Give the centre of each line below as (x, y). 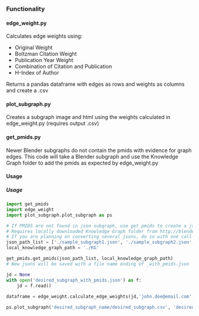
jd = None (18, 275)
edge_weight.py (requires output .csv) (53, 124)
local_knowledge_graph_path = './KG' (53, 248)
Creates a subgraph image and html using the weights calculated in (88, 117)
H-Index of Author (37, 73)
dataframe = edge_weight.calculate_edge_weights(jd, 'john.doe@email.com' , (100, 297)
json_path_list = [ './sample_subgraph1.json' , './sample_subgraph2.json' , (100, 242)
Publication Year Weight (44, 60)
